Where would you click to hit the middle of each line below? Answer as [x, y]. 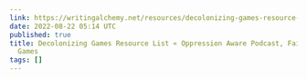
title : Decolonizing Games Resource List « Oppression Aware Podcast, [147, 43]
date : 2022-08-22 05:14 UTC [63, 26]
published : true [40, 35]
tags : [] [26, 60]
